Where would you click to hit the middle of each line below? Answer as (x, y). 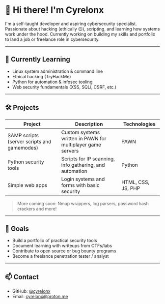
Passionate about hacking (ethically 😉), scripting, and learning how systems (82, 29)
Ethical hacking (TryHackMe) (41, 76)
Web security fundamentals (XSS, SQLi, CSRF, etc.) (64, 87)
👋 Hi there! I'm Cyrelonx (55, 10)
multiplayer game (81, 145)
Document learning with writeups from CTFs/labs (62, 246)
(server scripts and (29, 141)
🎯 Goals (17, 228)
